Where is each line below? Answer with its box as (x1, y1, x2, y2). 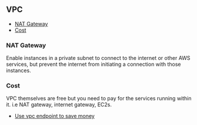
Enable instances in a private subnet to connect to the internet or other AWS (6, 55, 191, 62)
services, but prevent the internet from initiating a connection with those (6, 61, 181, 68)
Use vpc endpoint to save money (14, 113, 95, 120)
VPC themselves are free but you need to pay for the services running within (6, 95, 192, 102)
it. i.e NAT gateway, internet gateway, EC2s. (6, 101, 112, 108)
